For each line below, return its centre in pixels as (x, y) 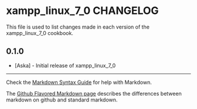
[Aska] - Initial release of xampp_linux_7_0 (65, 65)
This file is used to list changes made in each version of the (78, 27)
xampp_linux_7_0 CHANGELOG (83, 11)
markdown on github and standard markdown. (62, 100)
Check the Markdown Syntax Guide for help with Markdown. (79, 82)
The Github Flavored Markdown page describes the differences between (94, 93)
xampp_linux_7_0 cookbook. (40, 33)
